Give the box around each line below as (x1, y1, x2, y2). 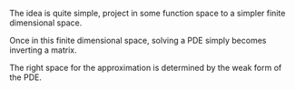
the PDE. (9, 72, 43, 83)
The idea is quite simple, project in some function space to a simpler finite (9, 8, 286, 18)
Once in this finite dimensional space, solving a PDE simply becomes (9, 35, 267, 45)
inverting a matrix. (9, 45, 77, 55)
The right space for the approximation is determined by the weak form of (9, 63, 282, 73)
